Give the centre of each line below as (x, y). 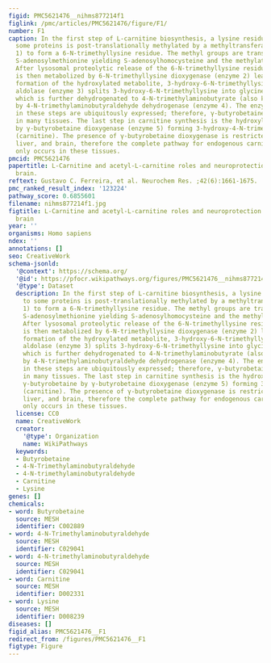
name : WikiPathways (56, 444)
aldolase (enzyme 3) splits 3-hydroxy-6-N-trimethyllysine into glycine (140, 91)
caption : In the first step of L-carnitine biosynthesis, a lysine (124, 38)
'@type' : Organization (61, 436)
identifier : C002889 (50, 527)
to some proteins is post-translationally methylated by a (124, 301)
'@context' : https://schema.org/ (72, 271)
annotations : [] (35, 249)
